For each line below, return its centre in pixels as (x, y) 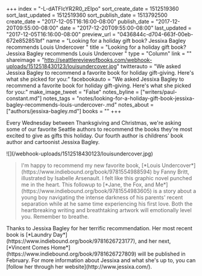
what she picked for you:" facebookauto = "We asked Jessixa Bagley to (95, 79)
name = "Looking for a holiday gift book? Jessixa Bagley (116, 41)
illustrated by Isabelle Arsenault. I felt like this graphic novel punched (106, 178)
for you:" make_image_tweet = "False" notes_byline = (73, 92)
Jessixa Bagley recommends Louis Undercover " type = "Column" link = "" (99, 53)
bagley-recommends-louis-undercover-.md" (62, 105)
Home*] (61, 247)
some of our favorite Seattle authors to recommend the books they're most (99, 129)
